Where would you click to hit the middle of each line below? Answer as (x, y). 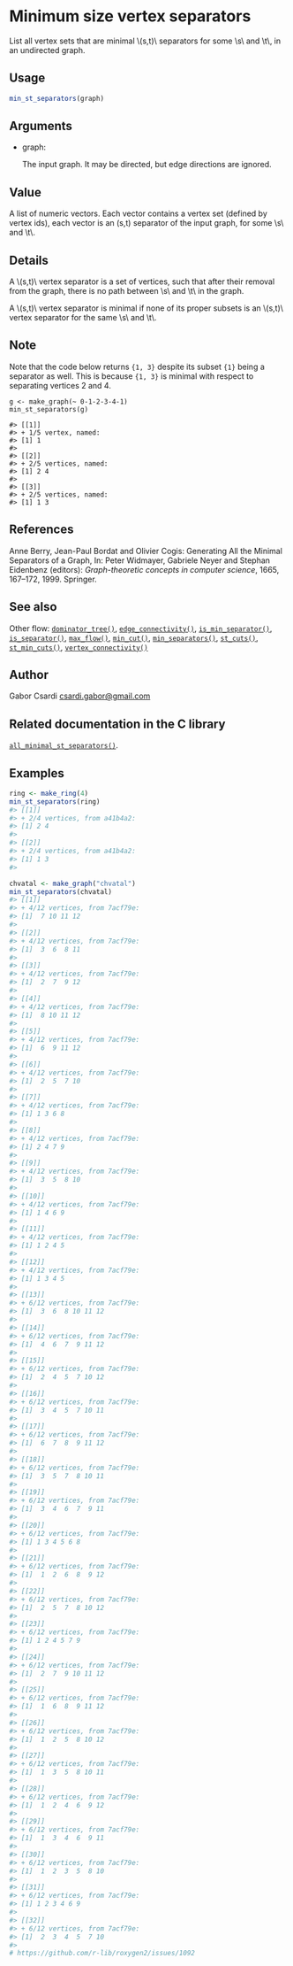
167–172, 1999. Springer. (53, 579)
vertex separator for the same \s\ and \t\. (83, 318)
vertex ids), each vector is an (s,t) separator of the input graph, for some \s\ (146, 223)
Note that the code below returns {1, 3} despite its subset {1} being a (137, 366)
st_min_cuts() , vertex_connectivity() (79, 647)
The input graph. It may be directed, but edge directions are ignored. (146, 165)
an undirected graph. (47, 50)
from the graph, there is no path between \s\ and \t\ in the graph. (127, 291)
